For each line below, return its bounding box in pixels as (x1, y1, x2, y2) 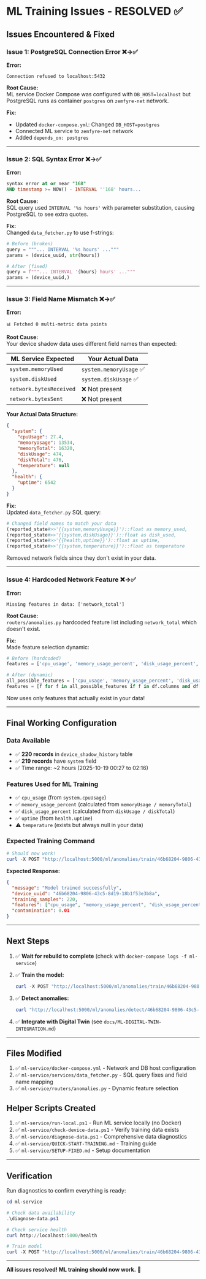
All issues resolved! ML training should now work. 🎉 (6, 1266, 141, 1273)
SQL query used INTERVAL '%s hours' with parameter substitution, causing (6, 204, 195, 211)
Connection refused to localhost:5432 (6, 73, 105, 79)
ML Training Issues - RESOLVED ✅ (6, 4, 183, 18)
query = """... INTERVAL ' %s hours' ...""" (6, 246, 120, 253)
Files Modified (6, 1048, 63, 1058)
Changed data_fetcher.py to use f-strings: (6, 229, 115, 236)
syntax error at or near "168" (6, 181, 86, 187)
